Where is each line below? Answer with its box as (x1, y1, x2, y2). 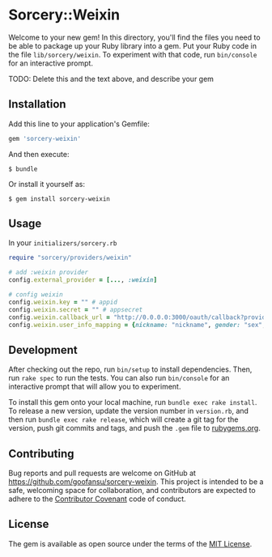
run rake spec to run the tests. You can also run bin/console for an (8, 373, 230, 383)
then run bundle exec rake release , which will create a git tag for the (8, 415, 239, 424)
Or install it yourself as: (8, 179, 85, 189)
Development (8, 342, 79, 357)
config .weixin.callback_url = (8, 313, 111, 321)
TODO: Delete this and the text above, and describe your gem (8, 74, 215, 83)
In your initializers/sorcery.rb (8, 238, 117, 248)
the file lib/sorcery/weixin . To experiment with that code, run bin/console (8, 49, 257, 59)
